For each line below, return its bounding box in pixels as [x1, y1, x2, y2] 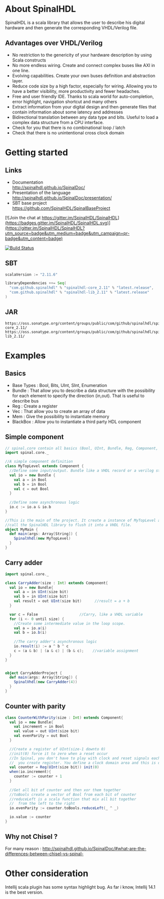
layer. [12, 78, 23, 84]
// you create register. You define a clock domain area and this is [9, 760, 156, 765]
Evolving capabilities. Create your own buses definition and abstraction [12, 72, 155, 79]
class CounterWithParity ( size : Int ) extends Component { [5, 715, 123, 720]
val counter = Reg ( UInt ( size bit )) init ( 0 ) [9, 765, 99, 770]
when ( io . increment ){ [9, 770, 51, 774]
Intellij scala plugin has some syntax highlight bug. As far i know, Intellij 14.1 [5, 884, 156, 890]
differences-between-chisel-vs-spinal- [5, 851, 84, 856]
